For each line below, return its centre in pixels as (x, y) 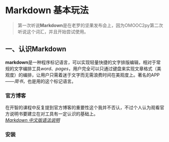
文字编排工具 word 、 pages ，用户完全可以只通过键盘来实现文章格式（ (86, 68)
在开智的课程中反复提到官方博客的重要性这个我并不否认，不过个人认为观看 (82, 108)
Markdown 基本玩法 (47, 10)
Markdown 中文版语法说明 (33, 120)
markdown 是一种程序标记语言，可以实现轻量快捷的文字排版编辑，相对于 (81, 62)
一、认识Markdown (36, 49)
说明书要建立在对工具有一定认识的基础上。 (54, 114)
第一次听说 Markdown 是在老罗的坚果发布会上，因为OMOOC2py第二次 (90, 25)
